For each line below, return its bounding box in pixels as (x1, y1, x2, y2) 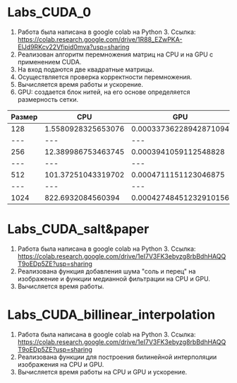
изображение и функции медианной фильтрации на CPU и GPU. (17, 274, 210, 283)
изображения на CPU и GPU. (17, 360, 104, 368)
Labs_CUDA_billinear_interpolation (7, 307, 216, 323)
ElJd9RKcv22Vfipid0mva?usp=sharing (17, 42, 130, 51)
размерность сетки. (17, 95, 79, 103)
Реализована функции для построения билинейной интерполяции (17, 353, 217, 361)
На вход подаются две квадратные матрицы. (17, 65, 154, 73)
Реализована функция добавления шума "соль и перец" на (17, 266, 196, 276)
